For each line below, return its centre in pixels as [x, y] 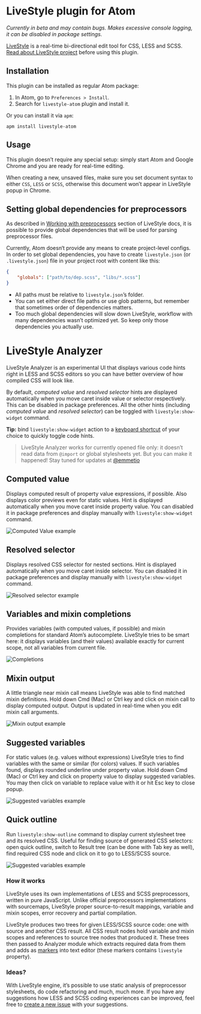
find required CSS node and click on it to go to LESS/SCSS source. [88, 853]
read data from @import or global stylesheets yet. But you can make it [106, 453]
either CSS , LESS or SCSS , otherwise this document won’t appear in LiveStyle [98, 184]
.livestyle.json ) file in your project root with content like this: [83, 261]
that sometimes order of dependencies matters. [74, 307]
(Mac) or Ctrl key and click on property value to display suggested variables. [101, 776]
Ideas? [16, 972]
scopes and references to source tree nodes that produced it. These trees [98, 938]
